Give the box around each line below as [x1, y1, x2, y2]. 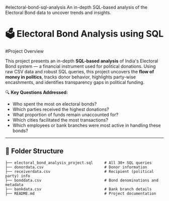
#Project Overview [5, 48, 44, 54]
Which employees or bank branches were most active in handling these [12, 122, 161, 128]
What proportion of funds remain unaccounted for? [12, 112, 119, 118]
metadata [5, 182, 24, 187]
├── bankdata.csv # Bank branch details [5, 186, 152, 191]
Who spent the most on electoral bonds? [12, 100, 97, 107]
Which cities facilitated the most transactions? [12, 117, 108, 123]
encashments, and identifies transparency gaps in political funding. [5, 79, 145, 85]
